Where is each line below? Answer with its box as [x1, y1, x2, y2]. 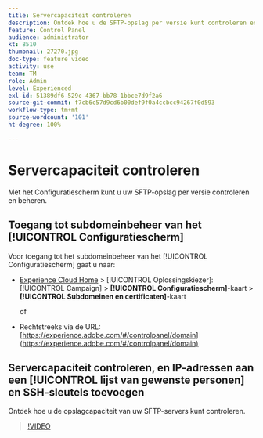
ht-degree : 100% [8, 121, 61, 129]
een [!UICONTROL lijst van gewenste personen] [8, 373, 245, 386]
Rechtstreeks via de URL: [19, 322, 101, 331]
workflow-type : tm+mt [8, 107, 79, 114]
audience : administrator [8, 33, 89, 42]
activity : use [8, 63, 55, 71]
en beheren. [8, 195, 48, 205]
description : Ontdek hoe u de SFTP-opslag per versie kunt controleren [8, 19, 247, 27]
